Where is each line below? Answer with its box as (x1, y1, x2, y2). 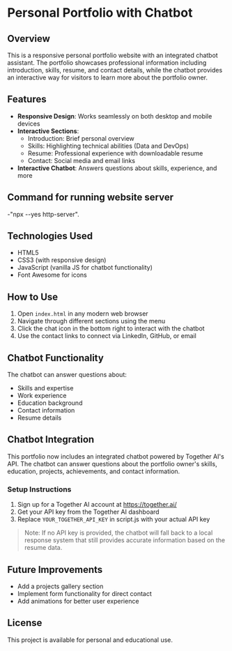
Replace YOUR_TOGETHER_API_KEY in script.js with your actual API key (17, 515, 210, 523)
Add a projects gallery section (17, 582, 104, 590)
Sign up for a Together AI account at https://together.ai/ (17, 500, 178, 509)
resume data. (24, 544, 63, 552)
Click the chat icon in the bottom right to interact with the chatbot (17, 324, 205, 332)
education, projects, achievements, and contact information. (7, 467, 180, 475)
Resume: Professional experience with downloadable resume (27, 148, 203, 158)
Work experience (17, 392, 68, 400)
